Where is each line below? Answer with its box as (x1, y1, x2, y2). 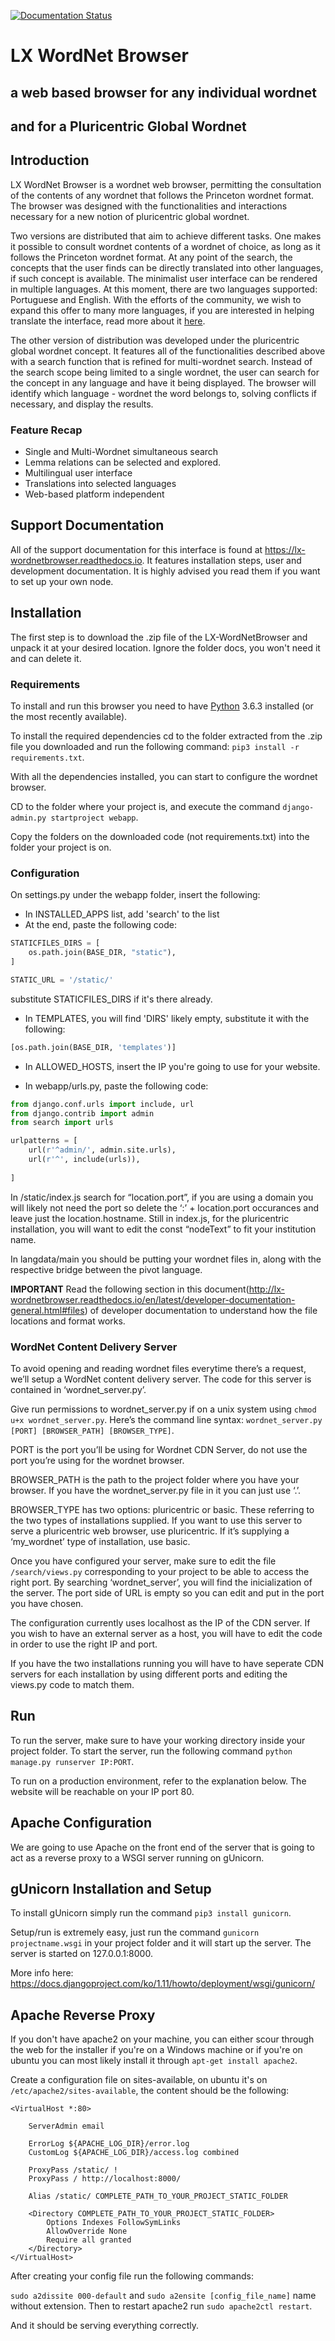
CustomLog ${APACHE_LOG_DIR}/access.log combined (28, 2148, 240, 2158)
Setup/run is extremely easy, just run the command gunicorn (10, 1926, 260, 1939)
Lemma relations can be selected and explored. (24, 456, 222, 469)
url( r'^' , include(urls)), (28, 1155, 141, 1165)
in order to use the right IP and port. (10, 1638, 158, 1650)
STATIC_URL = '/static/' (10, 975, 114, 985)
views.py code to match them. (10, 1678, 135, 1690)
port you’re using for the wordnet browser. (10, 1454, 185, 1466)
